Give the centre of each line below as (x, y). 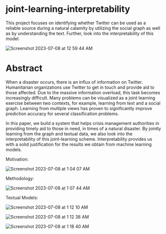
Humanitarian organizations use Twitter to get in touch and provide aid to (80, 87)
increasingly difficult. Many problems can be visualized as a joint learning (81, 98)
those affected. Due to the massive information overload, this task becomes (83, 92)
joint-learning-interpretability (68, 9)
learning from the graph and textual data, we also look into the (69, 134)
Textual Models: (22, 197)
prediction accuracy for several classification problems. (62, 114)
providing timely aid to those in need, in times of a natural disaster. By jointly (83, 128)
